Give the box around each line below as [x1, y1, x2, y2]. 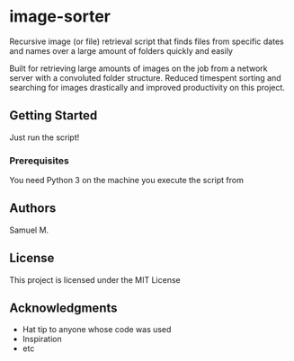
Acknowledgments [9, 301, 119, 316]
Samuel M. [9, 225, 49, 235]
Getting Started [9, 108, 98, 123]
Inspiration [22, 334, 62, 345]
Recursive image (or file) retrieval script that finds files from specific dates [9, 36, 285, 47]
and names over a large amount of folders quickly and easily [9, 45, 234, 56]
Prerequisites [9, 154, 69, 167]
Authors [9, 200, 57, 216]
